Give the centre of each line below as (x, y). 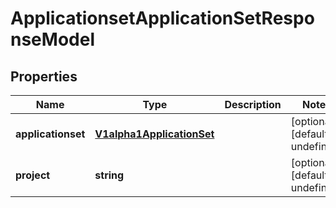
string (109, 175)
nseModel (52, 39)
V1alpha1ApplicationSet (154, 134)
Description (253, 104)
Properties (44, 76)
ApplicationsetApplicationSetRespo (162, 18)
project (33, 175)
